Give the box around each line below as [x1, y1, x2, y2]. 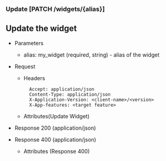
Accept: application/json [28, 86, 95, 92]
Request [14, 63, 36, 70]
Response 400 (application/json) [14, 136, 96, 143]
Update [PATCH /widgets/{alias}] [5, 5, 105, 13]
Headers [23, 74, 45, 81]
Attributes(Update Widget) [23, 112, 90, 119]
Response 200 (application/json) [14, 124, 96, 131]
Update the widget [5, 24, 77, 34]
